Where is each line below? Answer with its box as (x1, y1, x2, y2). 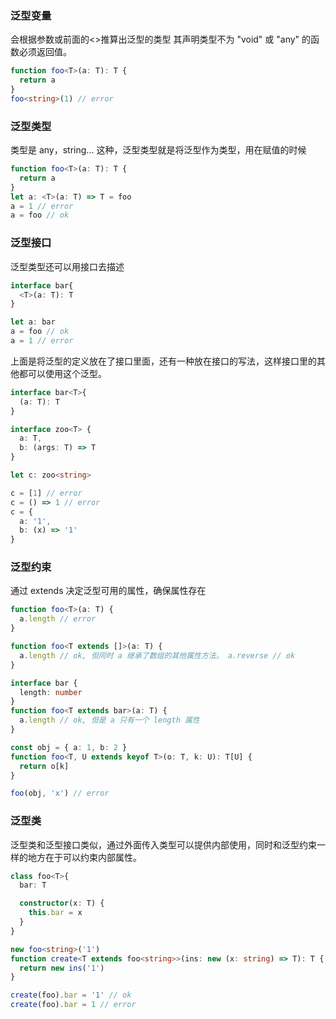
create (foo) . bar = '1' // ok (10, 990, 132, 1001)
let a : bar (10, 317, 56, 327)
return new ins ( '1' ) (19, 963, 105, 973)
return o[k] (19, 761, 70, 771)
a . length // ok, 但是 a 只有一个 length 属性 (19, 715, 200, 726)
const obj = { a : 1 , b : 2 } (10, 742, 128, 752)
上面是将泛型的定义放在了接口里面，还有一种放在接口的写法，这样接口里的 (10, 355, 317, 367)
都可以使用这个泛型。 (18, 367, 107, 379)
